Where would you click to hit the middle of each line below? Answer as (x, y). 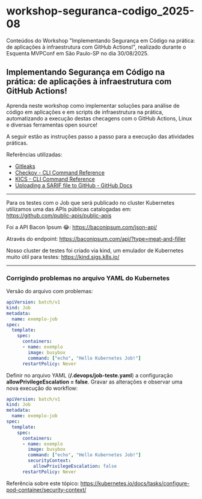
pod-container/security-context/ (46, 489)
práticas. (17, 143)
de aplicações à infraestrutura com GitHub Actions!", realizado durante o (96, 47)
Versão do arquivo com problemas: (50, 291)
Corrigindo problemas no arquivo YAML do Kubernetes (88, 278)
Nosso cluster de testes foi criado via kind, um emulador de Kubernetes (95, 250)
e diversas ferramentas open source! (52, 125)
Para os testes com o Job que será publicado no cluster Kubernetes (90, 202)
